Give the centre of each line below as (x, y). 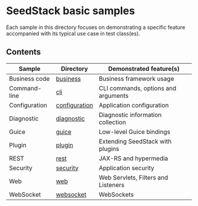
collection (112, 122)
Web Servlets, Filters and (133, 177)
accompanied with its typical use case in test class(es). (73, 33)
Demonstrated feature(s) (144, 68)
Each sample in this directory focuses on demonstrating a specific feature (96, 27)
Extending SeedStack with (135, 141)
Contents (24, 52)
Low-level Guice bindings (135, 132)
